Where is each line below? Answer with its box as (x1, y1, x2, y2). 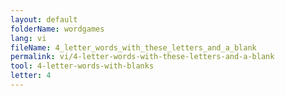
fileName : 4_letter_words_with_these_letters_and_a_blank (10, 42, 257, 53)
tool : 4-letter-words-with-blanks (10, 61, 155, 71)
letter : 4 (10, 71, 52, 81)
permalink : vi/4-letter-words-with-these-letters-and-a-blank (10, 52, 275, 62)
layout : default (10, 14, 78, 25)
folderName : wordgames (10, 24, 105, 34)
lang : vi (10, 33, 47, 43)
